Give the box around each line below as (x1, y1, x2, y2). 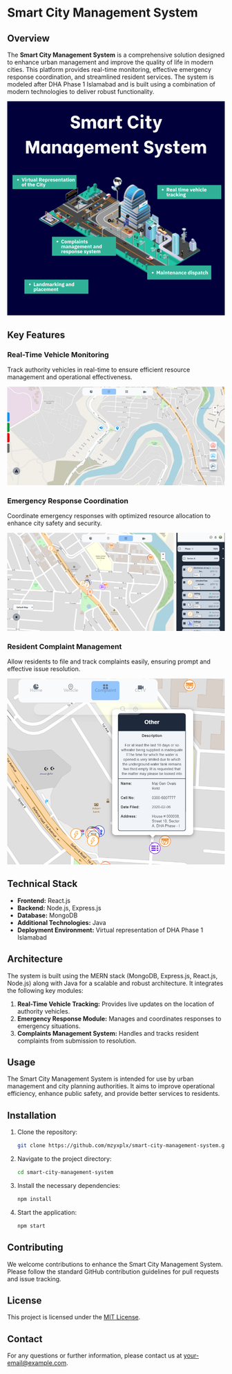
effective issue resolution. (7, 665, 81, 673)
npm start (17, 1222, 46, 1229)
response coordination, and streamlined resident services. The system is (7, 73, 214, 81)
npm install (17, 1196, 52, 1203)
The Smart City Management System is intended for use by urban (7, 1074, 194, 1083)
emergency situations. (17, 1022, 81, 1030)
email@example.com (7, 1359, 67, 1367)
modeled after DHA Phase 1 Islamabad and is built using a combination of (7, 80, 216, 88)
